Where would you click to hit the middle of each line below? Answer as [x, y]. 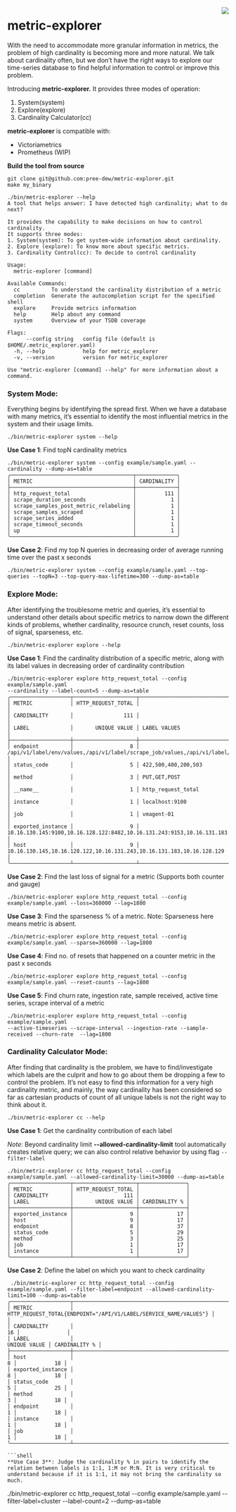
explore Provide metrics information [75, 308]
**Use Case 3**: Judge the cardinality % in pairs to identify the [108, 1462]
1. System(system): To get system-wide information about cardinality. [114, 240]
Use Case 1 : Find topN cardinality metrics [67, 450]
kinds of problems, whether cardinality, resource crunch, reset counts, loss [116, 624]
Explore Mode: [33, 594]
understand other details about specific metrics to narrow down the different [118, 617]
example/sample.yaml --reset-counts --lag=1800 [78, 982]
